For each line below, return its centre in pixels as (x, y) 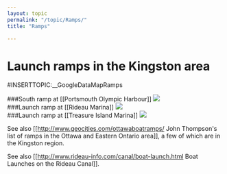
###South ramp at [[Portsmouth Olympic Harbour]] (80, 99)
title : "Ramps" (29, 26)
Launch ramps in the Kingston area (109, 66)
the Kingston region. (36, 143)
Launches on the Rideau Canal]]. (53, 164)
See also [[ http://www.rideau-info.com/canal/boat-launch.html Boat (103, 157)
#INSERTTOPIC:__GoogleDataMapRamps (65, 85)
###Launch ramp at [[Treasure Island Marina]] (73, 115)
